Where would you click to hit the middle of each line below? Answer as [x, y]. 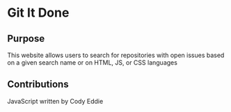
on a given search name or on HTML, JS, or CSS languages [92, 63]
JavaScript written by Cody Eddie [55, 101]
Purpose [26, 39]
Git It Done [38, 13]
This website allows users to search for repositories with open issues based [116, 55]
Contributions [38, 85]
